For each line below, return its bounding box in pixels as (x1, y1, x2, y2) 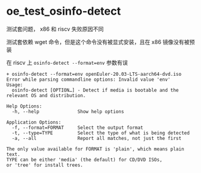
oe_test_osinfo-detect (6, 4, 121, 18)
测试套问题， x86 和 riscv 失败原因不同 (6, 25, 104, 32)
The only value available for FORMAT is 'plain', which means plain (6, 145, 185, 152)
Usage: (6, 81, 23, 88)
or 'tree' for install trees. (6, 162, 84, 168)
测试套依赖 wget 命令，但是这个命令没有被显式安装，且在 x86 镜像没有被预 (6, 38, 196, 45)
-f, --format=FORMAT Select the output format (12, 124, 144, 131)
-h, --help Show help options (12, 108, 124, 114)
